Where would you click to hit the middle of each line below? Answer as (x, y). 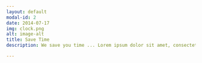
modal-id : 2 (21, 17)
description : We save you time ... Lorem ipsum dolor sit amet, (88, 46)
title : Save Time (28, 40)
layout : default (26, 12)
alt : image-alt (25, 34)
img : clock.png (25, 28)
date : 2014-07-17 (28, 23)
